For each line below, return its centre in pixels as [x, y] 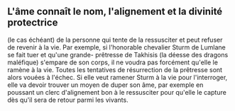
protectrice [33, 23]
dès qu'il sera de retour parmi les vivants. [68, 100]
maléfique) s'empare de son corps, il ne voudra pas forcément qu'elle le [113, 62]
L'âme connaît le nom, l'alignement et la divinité [115, 12]
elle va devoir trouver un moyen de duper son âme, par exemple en [105, 85]
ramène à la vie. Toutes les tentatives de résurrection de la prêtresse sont [115, 69]
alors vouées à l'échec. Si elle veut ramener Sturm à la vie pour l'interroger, [117, 77]
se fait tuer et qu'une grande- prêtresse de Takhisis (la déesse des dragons [118, 54]
